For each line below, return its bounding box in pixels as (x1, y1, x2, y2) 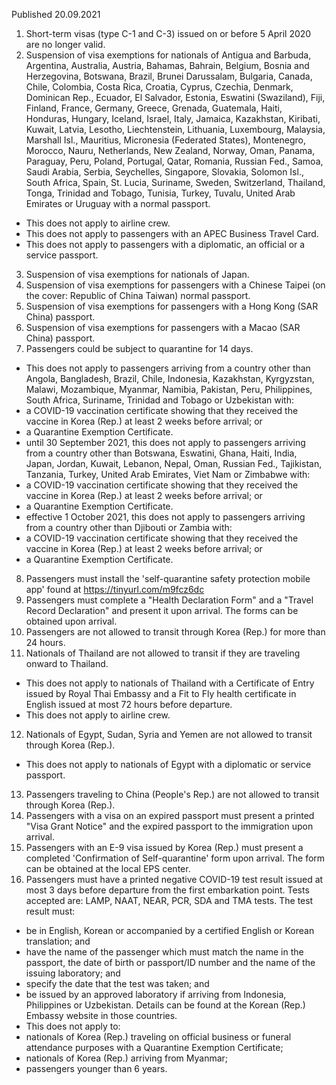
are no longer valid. (25, 39, 106, 50)
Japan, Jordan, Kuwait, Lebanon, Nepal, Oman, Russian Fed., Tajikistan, (25, 458, 323, 469)
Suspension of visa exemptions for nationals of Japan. (25, 269, 250, 280)
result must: (25, 905, 76, 917)
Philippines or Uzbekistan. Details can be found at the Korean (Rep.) (25, 999, 306, 1011)
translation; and (25, 935, 91, 947)
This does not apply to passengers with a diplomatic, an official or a (25, 239, 306, 250)
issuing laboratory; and (25, 967, 121, 979)
